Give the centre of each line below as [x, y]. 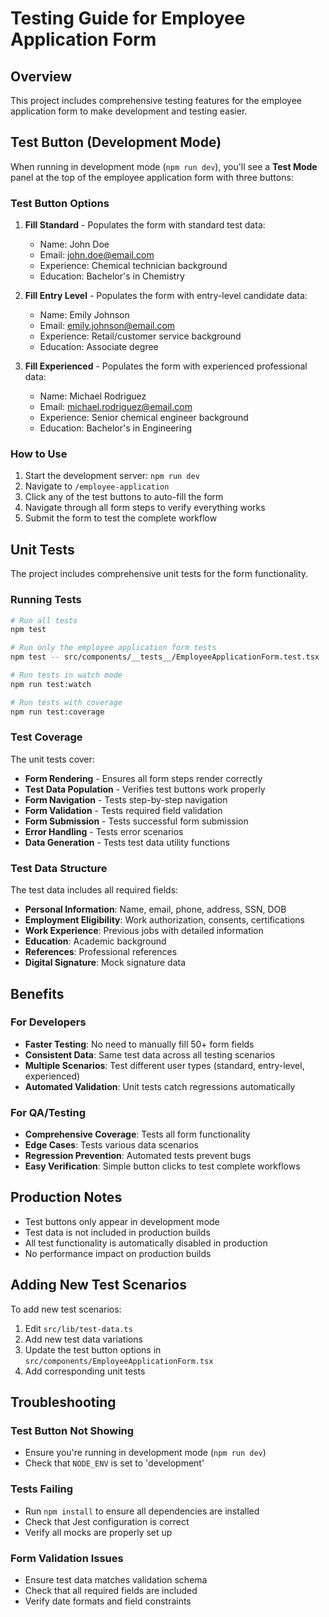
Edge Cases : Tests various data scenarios [111, 1145]
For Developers [48, 1022]
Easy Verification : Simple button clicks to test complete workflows [162, 1166]
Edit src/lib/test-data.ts [78, 1328]
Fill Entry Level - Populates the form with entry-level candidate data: [166, 296]
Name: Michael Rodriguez [93, 396]
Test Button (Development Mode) [116, 142]
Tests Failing [42, 1489]
